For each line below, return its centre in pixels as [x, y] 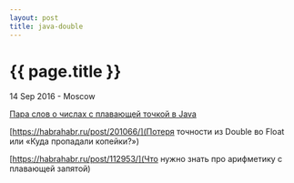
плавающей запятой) [50, 168]
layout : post [34, 18]
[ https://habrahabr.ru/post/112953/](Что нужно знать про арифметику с [146, 159]
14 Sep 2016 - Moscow [52, 97]
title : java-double [46, 26]
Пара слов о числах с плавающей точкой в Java [103, 114]
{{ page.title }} [66, 71]
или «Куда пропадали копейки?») [74, 141]
